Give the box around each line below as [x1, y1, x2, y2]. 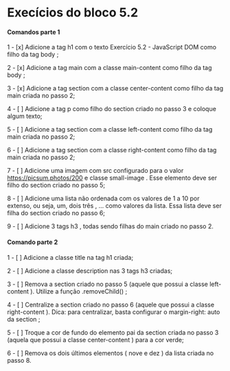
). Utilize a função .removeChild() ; [30, 287, 128, 296]
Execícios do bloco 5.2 [7, 5, 139, 21]
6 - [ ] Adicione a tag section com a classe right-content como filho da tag [7, 146, 217, 154]
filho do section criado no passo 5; [7, 181, 105, 189]
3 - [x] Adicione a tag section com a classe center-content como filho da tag [7, 84, 224, 93]
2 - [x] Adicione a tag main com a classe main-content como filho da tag [7, 64, 212, 72]
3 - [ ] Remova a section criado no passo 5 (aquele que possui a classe [7, 280, 208, 288]
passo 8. [7, 356, 32, 364]
